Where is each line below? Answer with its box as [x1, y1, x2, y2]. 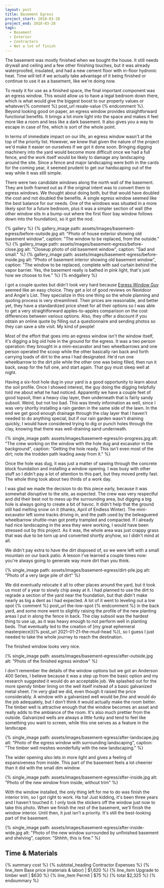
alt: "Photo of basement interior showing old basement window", [25, 256, 156, 262]
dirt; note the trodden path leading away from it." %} [5, 451, 111, 457]
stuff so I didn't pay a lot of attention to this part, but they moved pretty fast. [5, 471, 158, 477]
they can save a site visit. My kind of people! [5, 323, 95, 329]
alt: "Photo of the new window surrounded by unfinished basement [23, 830, 159, 836]
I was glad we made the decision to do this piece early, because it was [5, 485, 148, 491]
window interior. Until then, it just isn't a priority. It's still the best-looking [5, 810, 151, 815]
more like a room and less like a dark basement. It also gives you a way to [5, 119, 154, 125]
